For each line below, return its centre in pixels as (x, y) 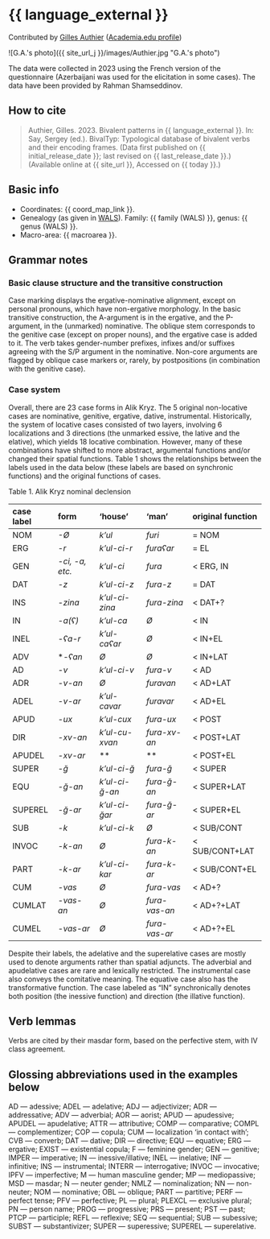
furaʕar (160, 547)
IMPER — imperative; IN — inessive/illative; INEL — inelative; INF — (120, 1158)
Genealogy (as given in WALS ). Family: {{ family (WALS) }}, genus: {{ (134, 217)
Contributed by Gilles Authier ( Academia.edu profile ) (95, 37)
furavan (161, 683)
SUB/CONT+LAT (223, 851)
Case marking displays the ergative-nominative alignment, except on (122, 300)
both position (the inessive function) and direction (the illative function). (127, 996)
